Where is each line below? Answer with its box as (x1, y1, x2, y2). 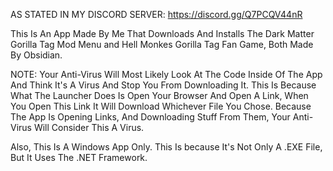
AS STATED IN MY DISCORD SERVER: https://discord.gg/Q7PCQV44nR (10, 9, 303, 20)
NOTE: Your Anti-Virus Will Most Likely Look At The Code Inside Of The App (10, 69, 323, 80)
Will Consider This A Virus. (33, 122, 145, 133)
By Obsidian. (10, 49, 63, 61)
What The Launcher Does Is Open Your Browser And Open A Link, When (10, 90, 309, 101)
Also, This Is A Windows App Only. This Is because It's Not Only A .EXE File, (10, 141, 323, 153)
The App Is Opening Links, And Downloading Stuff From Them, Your (10, 111, 291, 123)
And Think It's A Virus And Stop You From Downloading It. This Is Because (10, 79, 317, 91)
